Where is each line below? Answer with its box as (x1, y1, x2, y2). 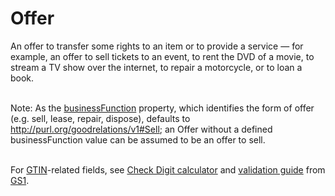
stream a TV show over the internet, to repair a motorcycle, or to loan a (10, 61, 303, 73)
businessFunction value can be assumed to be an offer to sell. (10, 133, 266, 146)
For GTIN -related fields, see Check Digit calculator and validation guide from (10, 163, 326, 176)
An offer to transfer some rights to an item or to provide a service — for (10, 40, 304, 52)
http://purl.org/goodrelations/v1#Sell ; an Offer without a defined (10, 123, 273, 135)
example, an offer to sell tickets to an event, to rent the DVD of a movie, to (10, 50, 315, 62)
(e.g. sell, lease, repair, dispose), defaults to (10, 112, 191, 124)
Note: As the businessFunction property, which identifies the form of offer (10, 102, 315, 114)
